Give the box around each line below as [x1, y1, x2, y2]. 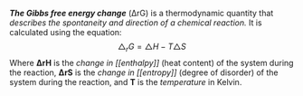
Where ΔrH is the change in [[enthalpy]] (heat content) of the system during [9, 57, 294, 68]
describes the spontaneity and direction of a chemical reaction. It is [9, 17, 262, 28]
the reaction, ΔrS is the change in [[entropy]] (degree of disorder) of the [9, 67, 279, 78]
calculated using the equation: [9, 27, 122, 37]
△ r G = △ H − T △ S [117, 41, 187, 53]
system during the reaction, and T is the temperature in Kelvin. [9, 76, 242, 87]
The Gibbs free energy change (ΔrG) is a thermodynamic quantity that [9, 8, 274, 18]
